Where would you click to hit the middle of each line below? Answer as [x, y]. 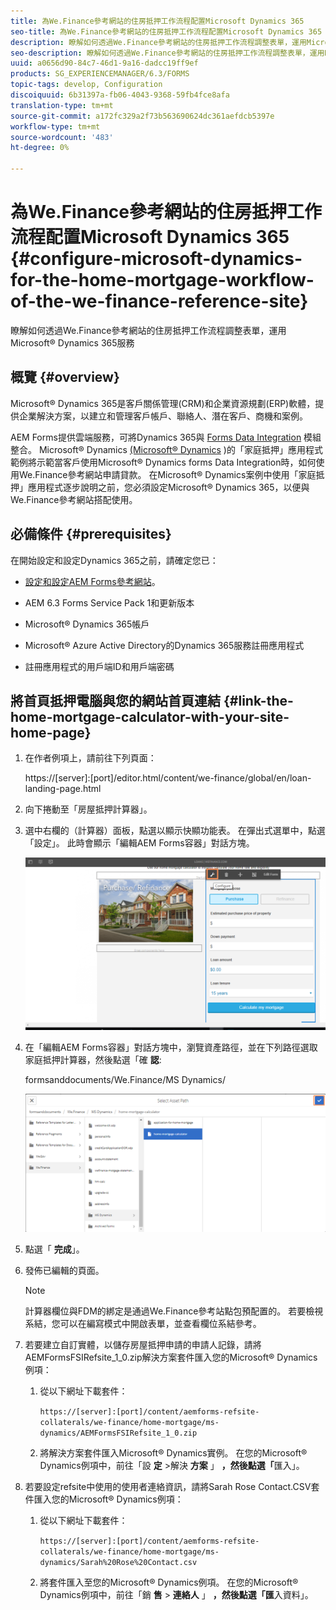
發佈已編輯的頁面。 [64, 1271]
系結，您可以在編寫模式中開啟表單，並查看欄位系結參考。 [143, 1324]
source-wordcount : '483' [62, 137]
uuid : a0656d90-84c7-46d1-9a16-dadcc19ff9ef [104, 63]
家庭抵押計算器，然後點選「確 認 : [93, 1060]
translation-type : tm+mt [62, 105]
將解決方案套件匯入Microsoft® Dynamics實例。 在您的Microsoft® [173, 1453]
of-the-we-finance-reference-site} [159, 301]
